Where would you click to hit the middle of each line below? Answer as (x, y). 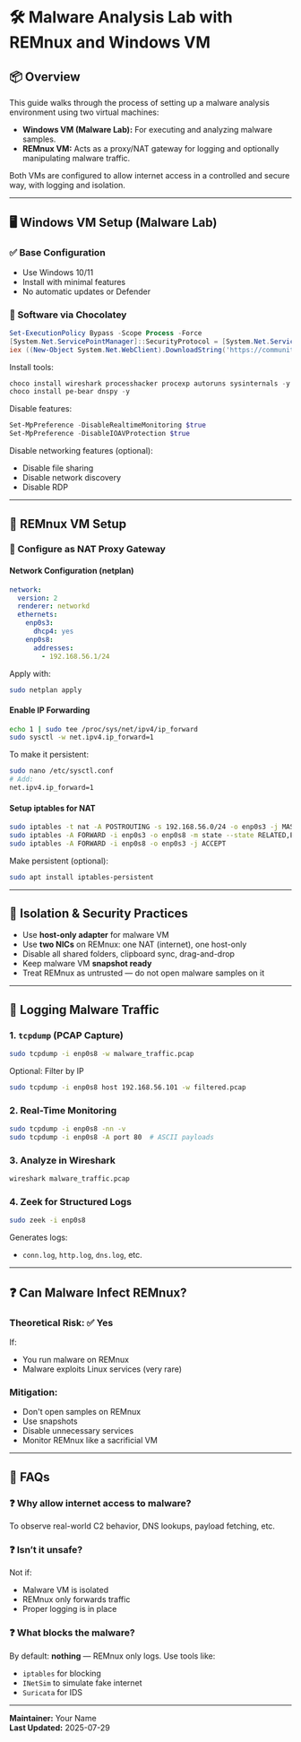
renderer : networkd (54, 606)
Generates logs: (39, 1237)
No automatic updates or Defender (86, 291)
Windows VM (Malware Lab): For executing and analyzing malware (147, 130)
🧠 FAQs (30, 1477)
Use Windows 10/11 (58, 272)
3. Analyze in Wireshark (63, 1160)
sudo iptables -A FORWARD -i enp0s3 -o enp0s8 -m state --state (132, 836)
